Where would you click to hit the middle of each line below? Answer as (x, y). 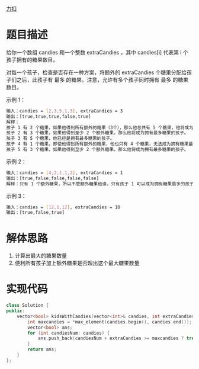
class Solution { (28, 306)
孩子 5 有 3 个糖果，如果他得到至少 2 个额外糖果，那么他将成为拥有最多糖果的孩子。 (97, 150)
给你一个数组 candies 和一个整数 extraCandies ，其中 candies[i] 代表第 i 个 (97, 52)
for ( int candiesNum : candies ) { (69, 333)
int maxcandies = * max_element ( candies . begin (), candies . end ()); (110, 322)
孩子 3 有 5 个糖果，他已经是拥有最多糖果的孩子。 (60, 139)
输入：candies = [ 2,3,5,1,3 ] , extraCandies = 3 (65, 111)
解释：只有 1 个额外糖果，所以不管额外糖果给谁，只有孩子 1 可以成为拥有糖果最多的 (96, 184)
